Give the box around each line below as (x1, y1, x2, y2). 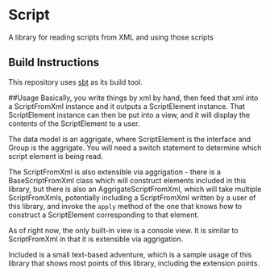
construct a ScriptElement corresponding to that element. (8, 210, 200, 220)
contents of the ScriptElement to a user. (8, 119, 140, 128)
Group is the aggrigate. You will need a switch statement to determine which (8, 143, 262, 153)
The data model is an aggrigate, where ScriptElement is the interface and (8, 134, 251, 144)
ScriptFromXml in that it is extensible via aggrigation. (8, 234, 184, 244)
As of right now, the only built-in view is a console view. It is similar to (8, 225, 239, 235)
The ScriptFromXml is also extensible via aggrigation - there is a (8, 167, 222, 177)
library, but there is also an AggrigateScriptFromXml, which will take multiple (8, 184, 262, 194)
